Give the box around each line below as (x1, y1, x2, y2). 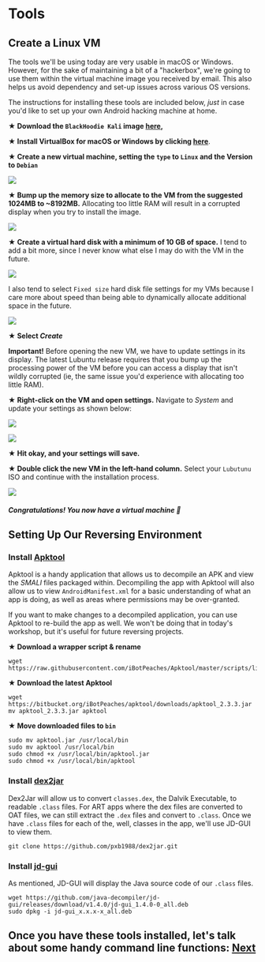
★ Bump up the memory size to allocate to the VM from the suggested (8, 190, 243, 200)
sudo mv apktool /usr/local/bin (8, 743, 114, 751)
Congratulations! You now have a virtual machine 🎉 (8, 505, 181, 514)
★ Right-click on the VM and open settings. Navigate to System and (8, 396, 234, 404)
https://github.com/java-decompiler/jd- (25, 893, 160, 901)
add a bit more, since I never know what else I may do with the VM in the (8, 246, 244, 255)
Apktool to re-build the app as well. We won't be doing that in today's (8, 618, 233, 628)
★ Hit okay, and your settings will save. (8, 449, 140, 458)
